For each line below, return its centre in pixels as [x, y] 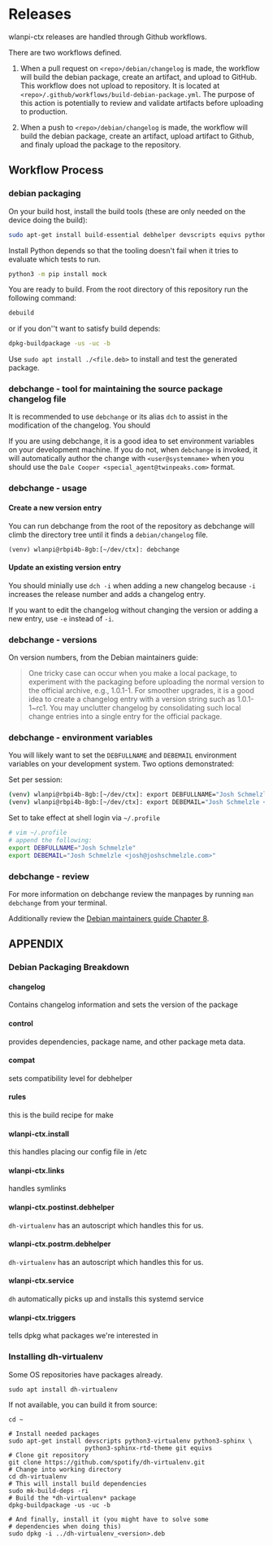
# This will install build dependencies [78, 1483]
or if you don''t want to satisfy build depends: [84, 329]
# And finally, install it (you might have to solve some [108, 1519]
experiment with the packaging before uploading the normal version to [146, 682]
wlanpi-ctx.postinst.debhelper [62, 1207]
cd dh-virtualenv [38, 1476]
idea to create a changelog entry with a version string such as [132, 699]
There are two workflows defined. [65, 52]
